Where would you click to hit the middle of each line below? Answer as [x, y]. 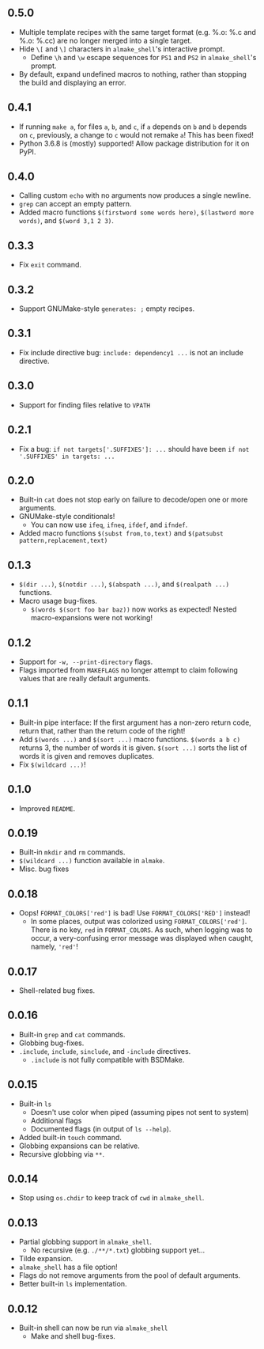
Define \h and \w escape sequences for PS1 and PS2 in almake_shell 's [143, 57]
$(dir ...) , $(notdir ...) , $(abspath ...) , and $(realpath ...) [124, 584]
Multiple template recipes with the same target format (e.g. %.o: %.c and [137, 32]
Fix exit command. [50, 265]
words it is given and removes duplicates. [87, 756]
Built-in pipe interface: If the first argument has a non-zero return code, [135, 722]
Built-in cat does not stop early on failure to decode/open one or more [133, 500]
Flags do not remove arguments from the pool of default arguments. [130, 1275]
